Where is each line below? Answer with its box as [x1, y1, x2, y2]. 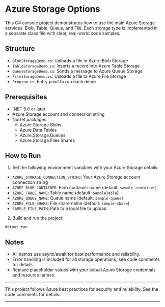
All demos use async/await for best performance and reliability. [12, 251, 140, 257]
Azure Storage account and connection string [12, 111, 105, 117]
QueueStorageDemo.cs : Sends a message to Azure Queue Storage [12, 68, 143, 74]
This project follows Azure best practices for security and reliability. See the [5, 286, 159, 292]
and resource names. [12, 272, 55, 278]
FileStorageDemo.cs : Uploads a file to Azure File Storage [12, 73, 126, 79]
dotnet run [5, 225, 27, 230]
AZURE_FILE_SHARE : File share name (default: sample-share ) [12, 201, 130, 206]
